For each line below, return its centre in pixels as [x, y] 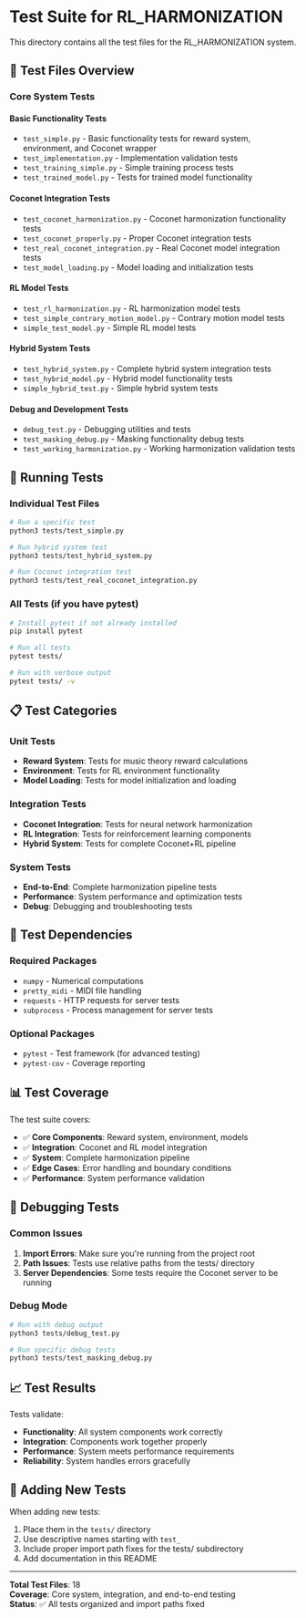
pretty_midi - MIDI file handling [82, 991]
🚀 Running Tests [56, 477]
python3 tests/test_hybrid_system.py [81, 555]
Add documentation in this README [90, 1558]
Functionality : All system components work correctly [122, 1432]
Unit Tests [33, 742]
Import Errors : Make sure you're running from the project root [139, 1253]
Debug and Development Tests [69, 409]
